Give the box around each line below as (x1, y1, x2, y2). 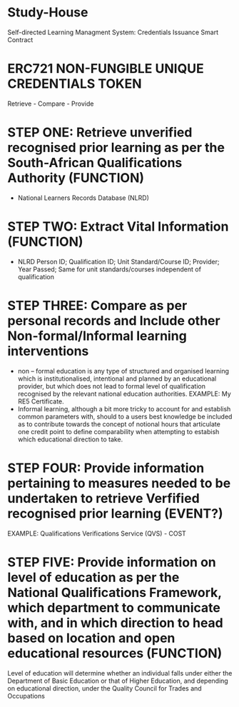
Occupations (7, 691, 45, 700)
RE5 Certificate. (17, 397, 64, 406)
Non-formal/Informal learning (7, 328, 187, 344)
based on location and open (7, 630, 176, 646)
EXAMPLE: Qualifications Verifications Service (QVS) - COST (7, 529, 187, 538)
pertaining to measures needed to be (7, 475, 231, 491)
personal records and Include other (7, 312, 220, 329)
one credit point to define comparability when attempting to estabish (17, 427, 220, 436)
